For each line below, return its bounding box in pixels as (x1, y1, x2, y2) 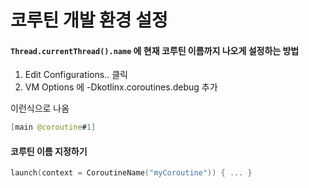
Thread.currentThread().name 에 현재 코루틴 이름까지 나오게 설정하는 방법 (10, 44, 300, 56)
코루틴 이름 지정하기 (10, 145, 88, 157)
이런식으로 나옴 (10, 102, 70, 115)
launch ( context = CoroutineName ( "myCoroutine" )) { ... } (10, 168, 253, 178)
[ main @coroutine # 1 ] (10, 122, 97, 133)
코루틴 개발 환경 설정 (10, 9, 168, 32)
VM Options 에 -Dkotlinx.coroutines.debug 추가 (24, 81, 218, 93)
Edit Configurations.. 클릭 (24, 69, 128, 81)
